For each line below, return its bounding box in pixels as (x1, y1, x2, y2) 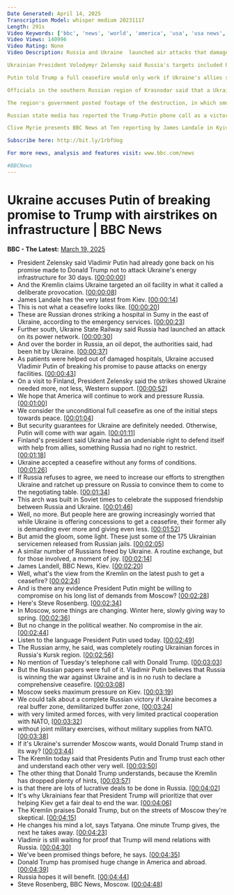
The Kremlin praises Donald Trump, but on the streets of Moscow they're (17, 806, 227, 814)
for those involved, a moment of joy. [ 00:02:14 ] (17, 554, 153, 563)
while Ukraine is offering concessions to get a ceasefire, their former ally (17, 517, 226, 526)
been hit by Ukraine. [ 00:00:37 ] (17, 347, 108, 355)
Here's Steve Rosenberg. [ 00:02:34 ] (17, 598, 122, 607)
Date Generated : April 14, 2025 (7, 10, 101, 17)
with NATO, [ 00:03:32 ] (17, 717, 82, 725)
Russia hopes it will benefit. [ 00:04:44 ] (17, 872, 130, 881)
